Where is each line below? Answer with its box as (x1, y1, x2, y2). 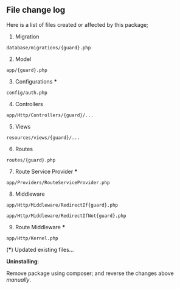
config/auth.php (6, 90, 47, 96)
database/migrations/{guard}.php (6, 45, 91, 51)
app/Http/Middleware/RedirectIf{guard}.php (6, 202, 119, 208)
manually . (6, 276, 32, 283)
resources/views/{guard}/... (6, 134, 80, 141)
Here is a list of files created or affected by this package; (6, 21, 149, 28)
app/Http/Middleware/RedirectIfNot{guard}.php (6, 213, 126, 219)
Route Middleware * (15, 223, 66, 230)
